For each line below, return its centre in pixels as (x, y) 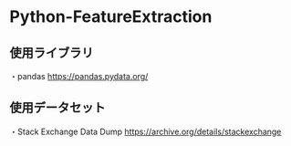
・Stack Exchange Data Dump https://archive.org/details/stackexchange (145, 131)
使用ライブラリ (52, 52)
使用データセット (57, 108)
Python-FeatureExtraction (111, 17)
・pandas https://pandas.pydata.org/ (79, 76)
